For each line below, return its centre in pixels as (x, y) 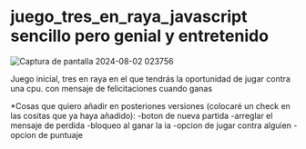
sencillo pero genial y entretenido (140, 36)
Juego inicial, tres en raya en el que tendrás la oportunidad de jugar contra (150, 78)
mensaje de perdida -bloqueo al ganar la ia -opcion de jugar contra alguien (151, 125)
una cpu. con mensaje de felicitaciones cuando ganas (112, 88)
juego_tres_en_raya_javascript (129, 17)
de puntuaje (61, 134)
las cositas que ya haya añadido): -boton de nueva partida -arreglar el (142, 115)
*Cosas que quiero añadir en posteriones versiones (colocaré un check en (150, 105)
